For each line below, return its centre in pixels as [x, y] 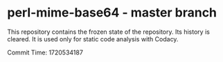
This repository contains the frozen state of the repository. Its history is [108, 32]
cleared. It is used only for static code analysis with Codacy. [93, 39]
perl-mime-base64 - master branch [112, 13]
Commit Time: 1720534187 [45, 52]
